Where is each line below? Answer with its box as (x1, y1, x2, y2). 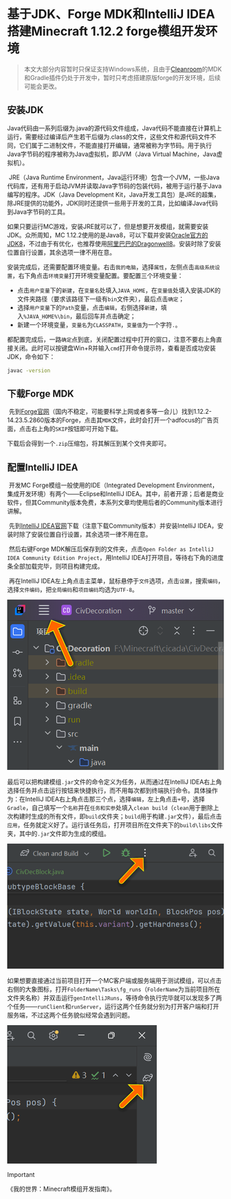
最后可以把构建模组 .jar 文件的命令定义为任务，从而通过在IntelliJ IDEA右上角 (7, 777, 222, 786)
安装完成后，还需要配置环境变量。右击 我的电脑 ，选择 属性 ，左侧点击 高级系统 (7, 263, 215, 271)
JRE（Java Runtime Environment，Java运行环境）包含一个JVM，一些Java (8, 173, 220, 181)
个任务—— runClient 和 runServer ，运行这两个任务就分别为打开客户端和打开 (7, 1002, 219, 1011)
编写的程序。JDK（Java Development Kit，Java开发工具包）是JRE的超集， (7, 190, 220, 199)
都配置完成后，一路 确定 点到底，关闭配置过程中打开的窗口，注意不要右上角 (7, 335, 217, 344)
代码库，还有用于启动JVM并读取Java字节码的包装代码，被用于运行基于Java (7, 181, 222, 190)
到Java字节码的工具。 (7, 208, 69, 216)
